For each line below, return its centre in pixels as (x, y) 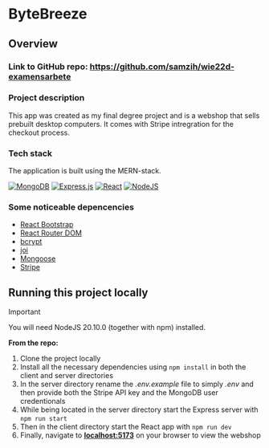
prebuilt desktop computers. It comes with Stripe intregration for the (121, 124)
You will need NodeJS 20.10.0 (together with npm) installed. (107, 328)
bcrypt (31, 242)
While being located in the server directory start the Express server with (139, 409)
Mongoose (38, 259)
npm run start (43, 419)
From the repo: (33, 343)
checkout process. (39, 132)
